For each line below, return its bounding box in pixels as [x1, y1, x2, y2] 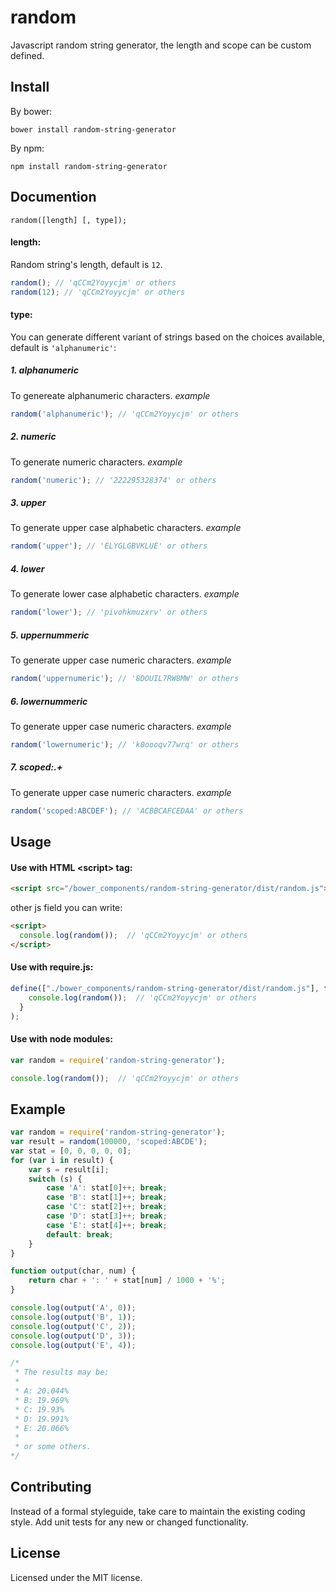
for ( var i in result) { [10, 1155, 114, 1165]
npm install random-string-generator [10, 161, 168, 171]
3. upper [10, 497, 47, 508]
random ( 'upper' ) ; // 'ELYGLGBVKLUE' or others [10, 541, 208, 551]
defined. [10, 49, 45, 61]
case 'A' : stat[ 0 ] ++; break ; [46, 1183, 168, 1193]
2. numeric [10, 431, 57, 443]
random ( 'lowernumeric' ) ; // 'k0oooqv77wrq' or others [10, 739, 240, 750]
